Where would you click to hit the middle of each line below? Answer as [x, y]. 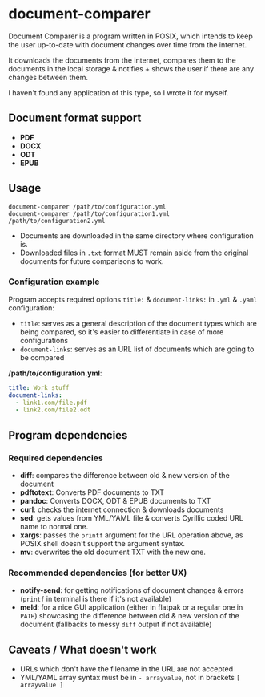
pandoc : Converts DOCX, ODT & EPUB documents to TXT [115, 501]
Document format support [75, 118]
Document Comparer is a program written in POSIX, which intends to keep [131, 36]
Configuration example [54, 282]
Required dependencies [56, 458]
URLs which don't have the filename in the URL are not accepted [126, 669]
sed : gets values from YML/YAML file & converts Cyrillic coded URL [132, 518]
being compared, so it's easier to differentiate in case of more [122, 332]
